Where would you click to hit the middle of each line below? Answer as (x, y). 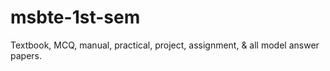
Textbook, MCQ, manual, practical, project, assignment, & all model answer (165, 45)
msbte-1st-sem (75, 17)
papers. (26, 55)
